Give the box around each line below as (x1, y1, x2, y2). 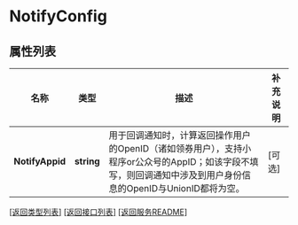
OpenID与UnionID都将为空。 (126, 182, 246, 194)
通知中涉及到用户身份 (153, 169, 242, 181)
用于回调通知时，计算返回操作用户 (108, 129, 251, 141)
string (74, 155, 100, 167)
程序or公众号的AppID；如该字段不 (108, 156, 250, 167)
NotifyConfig (9, 6, 108, 27)
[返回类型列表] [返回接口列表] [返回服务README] (9, 206, 188, 217)
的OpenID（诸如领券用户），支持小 (108, 143, 252, 154)
